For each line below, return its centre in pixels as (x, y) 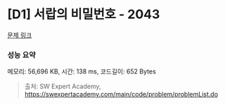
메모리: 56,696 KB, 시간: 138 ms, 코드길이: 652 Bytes (82, 71)
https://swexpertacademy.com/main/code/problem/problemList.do (121, 94)
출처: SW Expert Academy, (63, 86)
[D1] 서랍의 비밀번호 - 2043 (84, 14)
